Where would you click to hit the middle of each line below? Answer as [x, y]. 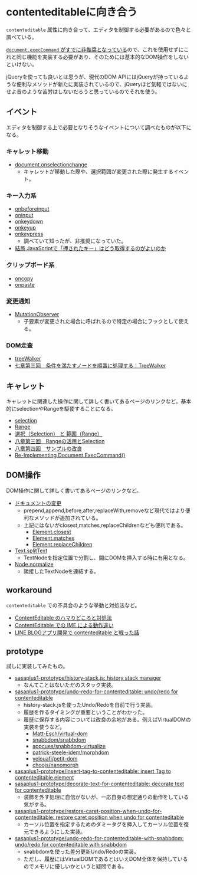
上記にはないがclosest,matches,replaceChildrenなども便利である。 [105, 525]
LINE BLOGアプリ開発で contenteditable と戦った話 [77, 633]
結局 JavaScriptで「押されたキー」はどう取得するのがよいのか [90, 248]
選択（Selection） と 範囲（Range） [58, 434]
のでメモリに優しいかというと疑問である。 [75, 866]
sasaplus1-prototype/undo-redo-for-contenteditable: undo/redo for [96, 692]
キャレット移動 [27, 151]
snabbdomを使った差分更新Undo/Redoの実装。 [81, 852]
